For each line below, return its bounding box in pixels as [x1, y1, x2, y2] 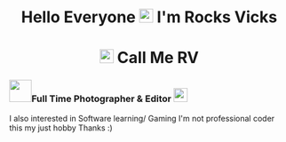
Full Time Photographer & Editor [31, 92, 171, 105]
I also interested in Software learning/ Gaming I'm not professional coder [9, 113, 275, 123]
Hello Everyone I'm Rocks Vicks [20, 7, 278, 28]
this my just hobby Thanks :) [9, 122, 113, 133]
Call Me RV [116, 48, 200, 68]
